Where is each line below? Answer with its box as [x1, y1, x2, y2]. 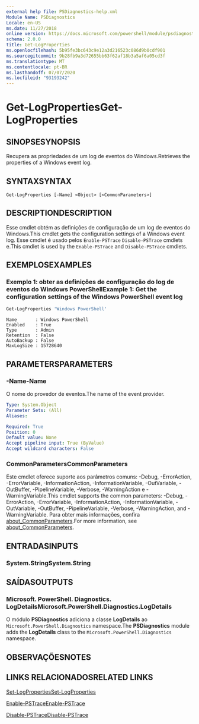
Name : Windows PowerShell [6, 317, 89, 323]
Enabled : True [6, 322, 52, 328]
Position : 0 [6, 429, 36, 435]
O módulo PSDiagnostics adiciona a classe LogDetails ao [6, 616, 148, 623]
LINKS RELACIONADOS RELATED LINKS [6, 672, 153, 682]
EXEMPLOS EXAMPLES [6, 260, 92, 270]
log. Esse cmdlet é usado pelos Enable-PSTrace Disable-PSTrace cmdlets [6, 236, 183, 244]
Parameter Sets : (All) [6, 407, 62, 413]
